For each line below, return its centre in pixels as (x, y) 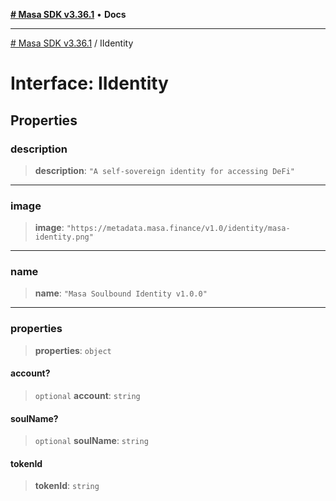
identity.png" (64, 237)
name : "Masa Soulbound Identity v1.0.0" (121, 293)
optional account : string (87, 395)
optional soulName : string (91, 441)
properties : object (73, 350)
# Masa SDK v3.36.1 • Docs (68, 14)
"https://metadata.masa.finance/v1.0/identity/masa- (178, 229)
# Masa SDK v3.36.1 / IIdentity (72, 43)
